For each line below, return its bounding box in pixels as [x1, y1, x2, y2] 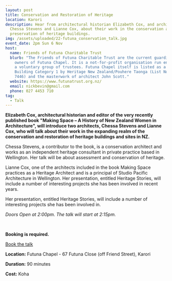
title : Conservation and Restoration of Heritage [5, 12, 114, 17]
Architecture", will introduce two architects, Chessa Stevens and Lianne [5, 123, 162, 129]
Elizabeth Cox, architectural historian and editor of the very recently [5, 112, 154, 118]
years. [5, 186, 19, 192]
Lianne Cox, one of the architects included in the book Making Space [5, 164, 151, 170]
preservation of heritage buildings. [10, 31, 91, 36]
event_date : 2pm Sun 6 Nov [5, 41, 63, 46]
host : [5, 46, 17, 51]
